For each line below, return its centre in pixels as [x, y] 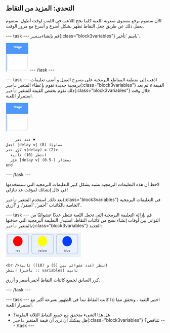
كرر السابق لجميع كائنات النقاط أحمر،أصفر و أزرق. [53, 280]
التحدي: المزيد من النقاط [40, 8]
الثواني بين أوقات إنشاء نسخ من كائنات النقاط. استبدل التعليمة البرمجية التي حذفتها [83, 220]
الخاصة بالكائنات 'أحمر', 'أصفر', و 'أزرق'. [44, 205]
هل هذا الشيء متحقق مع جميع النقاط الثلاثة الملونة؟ [61, 315]
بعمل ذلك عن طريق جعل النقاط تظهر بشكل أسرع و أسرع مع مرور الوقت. [75, 26]
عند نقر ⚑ [25, 140]
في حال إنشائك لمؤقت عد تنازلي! [37, 189]
